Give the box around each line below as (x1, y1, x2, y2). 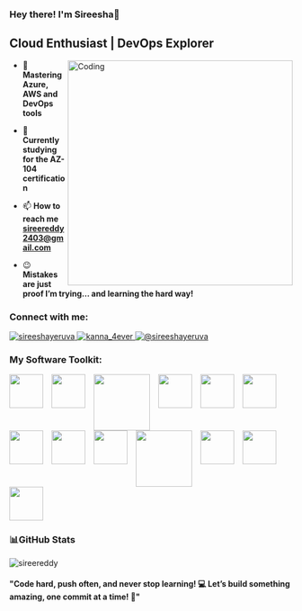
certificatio (22, 173, 66, 184)
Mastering (22, 69, 63, 80)
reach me (22, 213, 59, 224)
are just (22, 278, 52, 289)
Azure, (22, 78, 49, 89)
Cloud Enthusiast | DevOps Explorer (9, 36, 214, 51)
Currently (22, 134, 60, 145)
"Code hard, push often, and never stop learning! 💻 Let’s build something (9, 579, 290, 589)
